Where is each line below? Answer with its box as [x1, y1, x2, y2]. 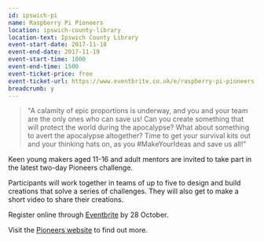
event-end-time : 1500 [8, 63, 79, 71]
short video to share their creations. [8, 195, 124, 204]
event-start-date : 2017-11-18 [8, 41, 108, 49]
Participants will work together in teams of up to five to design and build [8, 178, 241, 188]
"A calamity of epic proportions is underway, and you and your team [27, 106, 248, 115]
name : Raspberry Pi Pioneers [8, 19, 104, 27]
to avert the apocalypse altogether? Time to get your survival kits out [27, 131, 251, 141]
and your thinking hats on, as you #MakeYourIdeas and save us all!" [27, 139, 247, 149]
